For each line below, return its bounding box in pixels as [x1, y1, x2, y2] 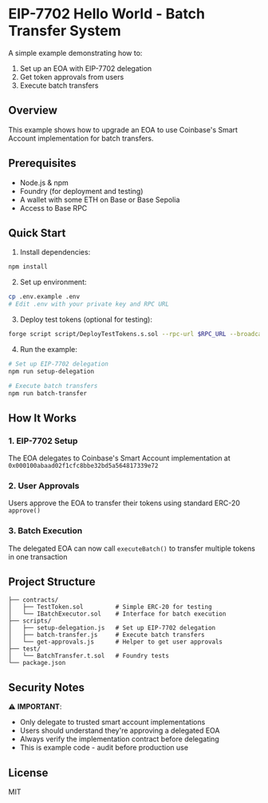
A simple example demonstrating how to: [8, 48, 143, 57]
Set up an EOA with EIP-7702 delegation [19, 63, 152, 73]
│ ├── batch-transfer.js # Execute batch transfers [8, 631, 205, 639]
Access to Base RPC [19, 203, 88, 212]
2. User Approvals [8, 480, 80, 491]
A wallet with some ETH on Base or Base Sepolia [19, 195, 180, 204]
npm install [8, 263, 48, 271]
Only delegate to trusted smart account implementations [19, 718, 206, 727]
